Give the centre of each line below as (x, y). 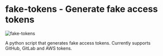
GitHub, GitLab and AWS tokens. (39, 48)
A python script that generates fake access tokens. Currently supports (78, 43)
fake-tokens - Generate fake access (81, 9)
